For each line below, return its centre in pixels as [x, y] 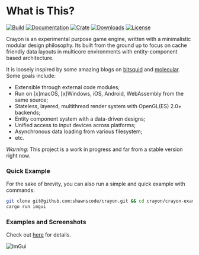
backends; [28, 112]
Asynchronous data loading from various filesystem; [78, 131]
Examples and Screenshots [46, 222]
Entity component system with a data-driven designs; [80, 119]
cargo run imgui [26, 207]
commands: [21, 190]
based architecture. [30, 58]
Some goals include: [31, 75]
